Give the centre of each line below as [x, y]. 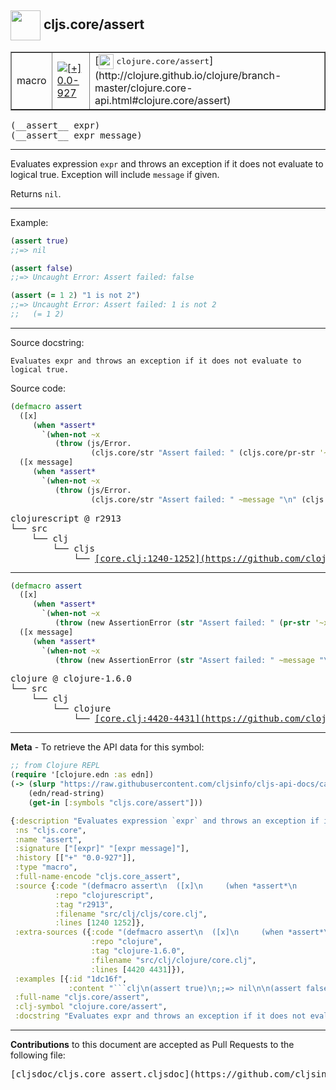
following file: [38, 1055]
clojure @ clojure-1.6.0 [71, 679]
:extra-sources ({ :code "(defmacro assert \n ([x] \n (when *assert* [169, 932]
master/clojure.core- [143, 88]
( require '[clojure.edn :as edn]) [82, 775]
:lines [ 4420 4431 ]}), [138, 969]
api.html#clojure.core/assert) [163, 100]
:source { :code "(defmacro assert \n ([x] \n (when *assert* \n [156, 886]
